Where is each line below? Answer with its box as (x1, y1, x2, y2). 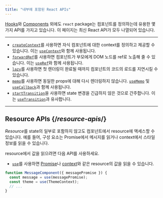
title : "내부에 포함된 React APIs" (5, 7, 71, 12)
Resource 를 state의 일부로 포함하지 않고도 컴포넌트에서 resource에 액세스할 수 (5, 128, 155, 134)
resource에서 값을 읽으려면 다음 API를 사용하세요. (5, 151, 99, 156)
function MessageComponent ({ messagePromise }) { (5, 170, 108, 175)
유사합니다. (50, 96, 72, 102)
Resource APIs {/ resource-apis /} (5, 115, 107, 123)
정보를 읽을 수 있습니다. (5, 141, 49, 146)
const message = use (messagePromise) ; (9, 175, 88, 180)
